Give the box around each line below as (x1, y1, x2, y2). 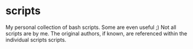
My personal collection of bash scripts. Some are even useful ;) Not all (5, 24, 176, 31)
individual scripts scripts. (5, 36, 67, 43)
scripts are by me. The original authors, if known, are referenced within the (5, 30, 188, 37)
